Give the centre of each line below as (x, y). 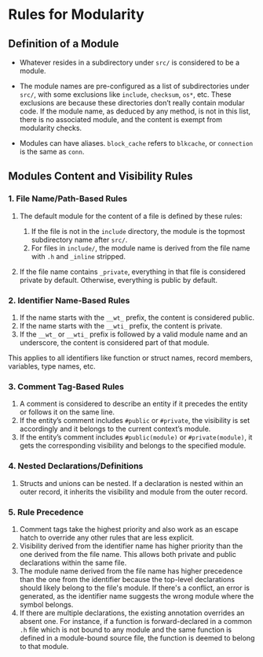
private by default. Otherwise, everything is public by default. (119, 280)
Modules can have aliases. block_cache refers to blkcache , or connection (136, 143)
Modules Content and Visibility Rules (101, 176)
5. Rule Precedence (46, 512)
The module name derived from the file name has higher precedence (131, 571)
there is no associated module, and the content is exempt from (121, 119)
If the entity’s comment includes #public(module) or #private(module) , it (136, 437)
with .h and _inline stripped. (78, 256)
